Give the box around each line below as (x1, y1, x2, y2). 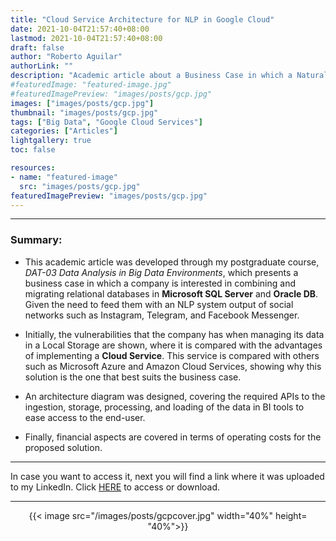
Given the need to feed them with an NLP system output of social (24, 298, 294, 310)
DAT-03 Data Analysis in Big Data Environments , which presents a (24, 266, 299, 278)
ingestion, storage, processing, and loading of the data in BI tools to (24, 401, 305, 413)
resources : (10, 163, 56, 173)
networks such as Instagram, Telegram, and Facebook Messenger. (24, 309, 300, 321)
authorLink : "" (10, 61, 74, 71)
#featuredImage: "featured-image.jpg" (10, 80, 172, 90)
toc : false (10, 145, 56, 155)
